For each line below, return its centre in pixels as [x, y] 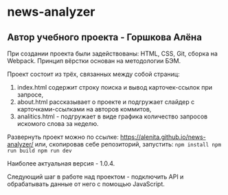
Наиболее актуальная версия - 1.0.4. [61, 164]
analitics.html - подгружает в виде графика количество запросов [112, 116]
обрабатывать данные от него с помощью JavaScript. [86, 184]
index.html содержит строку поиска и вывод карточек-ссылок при [115, 87]
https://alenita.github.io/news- [163, 137]
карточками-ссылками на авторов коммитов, [84, 109]
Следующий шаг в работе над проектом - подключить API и [95, 177]
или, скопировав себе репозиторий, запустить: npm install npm [128, 144]
